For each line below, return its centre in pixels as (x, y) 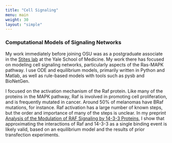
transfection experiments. (33, 135)
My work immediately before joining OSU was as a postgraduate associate (84, 53)
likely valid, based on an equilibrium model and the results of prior (75, 129)
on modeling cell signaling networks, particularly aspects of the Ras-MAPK (84, 64)
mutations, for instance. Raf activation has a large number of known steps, (84, 107)
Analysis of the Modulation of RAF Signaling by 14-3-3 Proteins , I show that (85, 118)
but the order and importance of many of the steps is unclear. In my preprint (86, 113)
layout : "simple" (24, 24)
